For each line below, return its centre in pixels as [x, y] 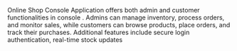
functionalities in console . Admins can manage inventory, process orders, [116, 17]
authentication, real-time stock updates [65, 40]
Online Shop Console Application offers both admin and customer [104, 10]
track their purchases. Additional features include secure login [99, 32]
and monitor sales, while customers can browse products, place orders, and [119, 25]
